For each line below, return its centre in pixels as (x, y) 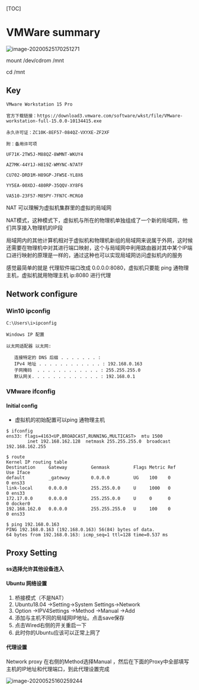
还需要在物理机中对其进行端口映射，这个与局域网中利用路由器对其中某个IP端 (99, 247)
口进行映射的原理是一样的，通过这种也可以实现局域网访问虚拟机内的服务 (94, 255)
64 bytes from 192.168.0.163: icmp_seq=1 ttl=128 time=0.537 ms (87, 535)
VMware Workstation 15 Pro (39, 104)
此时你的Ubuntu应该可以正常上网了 (57, 632)
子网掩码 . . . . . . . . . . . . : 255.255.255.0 (77, 370)
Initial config (22, 405)
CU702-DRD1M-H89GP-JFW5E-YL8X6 (45, 175)
